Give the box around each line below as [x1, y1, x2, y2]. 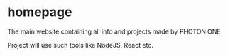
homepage [7, 4, 72, 20]
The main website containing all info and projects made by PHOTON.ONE [7, 27, 222, 36]
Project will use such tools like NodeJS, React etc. [7, 41, 154, 49]
